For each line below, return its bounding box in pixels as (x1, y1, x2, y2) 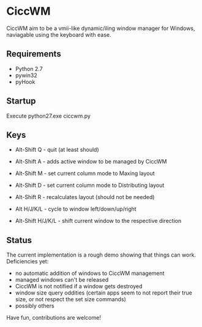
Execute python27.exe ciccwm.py (6, 112, 91, 119)
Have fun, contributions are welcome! (6, 314, 101, 321)
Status (6, 235, 32, 246)
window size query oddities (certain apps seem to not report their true (15, 289, 193, 296)
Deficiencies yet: (6, 258, 49, 265)
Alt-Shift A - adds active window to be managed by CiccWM (15, 158, 167, 165)
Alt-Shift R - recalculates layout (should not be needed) (15, 194, 155, 201)
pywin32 (15, 72, 38, 79)
